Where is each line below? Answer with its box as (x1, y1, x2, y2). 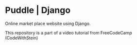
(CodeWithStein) (5, 35, 38, 41)
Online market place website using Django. (5, 21, 91, 26)
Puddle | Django (5, 5, 71, 16)
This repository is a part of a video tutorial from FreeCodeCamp (5, 30, 132, 35)
